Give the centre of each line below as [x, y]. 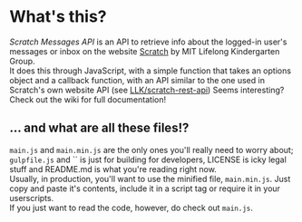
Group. [22, 61]
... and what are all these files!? [99, 128]
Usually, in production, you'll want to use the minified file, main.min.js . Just [150, 179]
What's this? [58, 17]
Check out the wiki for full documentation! [88, 99]
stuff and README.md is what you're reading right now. [113, 169]
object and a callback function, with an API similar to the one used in [137, 80]
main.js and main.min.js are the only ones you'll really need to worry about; [151, 150]
